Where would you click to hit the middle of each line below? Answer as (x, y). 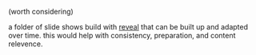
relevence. (26, 44)
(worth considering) (41, 12)
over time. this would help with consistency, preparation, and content (122, 35)
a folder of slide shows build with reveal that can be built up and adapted (128, 27)
